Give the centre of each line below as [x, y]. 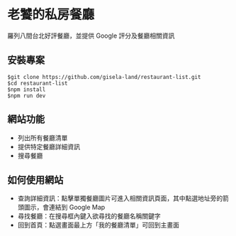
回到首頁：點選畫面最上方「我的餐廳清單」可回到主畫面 [98, 225]
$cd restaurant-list [38, 83]
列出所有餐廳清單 [43, 138]
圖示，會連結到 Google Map [64, 208]
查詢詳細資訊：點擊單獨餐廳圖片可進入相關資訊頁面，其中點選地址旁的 [120, 198]
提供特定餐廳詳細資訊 [49, 146]
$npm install [27, 90]
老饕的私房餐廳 [51, 15]
